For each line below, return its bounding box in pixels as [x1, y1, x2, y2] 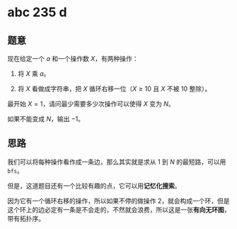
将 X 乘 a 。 [17, 69, 50, 78]
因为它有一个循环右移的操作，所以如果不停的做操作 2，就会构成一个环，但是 [7, 196, 230, 205]
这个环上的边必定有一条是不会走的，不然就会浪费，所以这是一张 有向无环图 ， [7, 205, 231, 213]
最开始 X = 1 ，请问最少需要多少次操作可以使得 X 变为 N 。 [7, 100, 175, 108]
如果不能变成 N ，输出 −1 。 [7, 115, 85, 123]
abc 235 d [7, 4, 67, 21]
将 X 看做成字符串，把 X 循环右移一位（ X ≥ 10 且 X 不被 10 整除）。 [17, 84, 212, 93]
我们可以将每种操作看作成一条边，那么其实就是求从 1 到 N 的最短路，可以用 [7, 157, 226, 166]
